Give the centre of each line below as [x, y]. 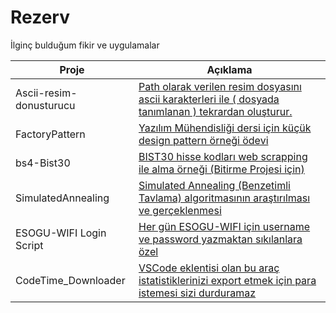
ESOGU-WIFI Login [61, 233]
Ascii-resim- [46, 93]
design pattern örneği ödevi [203, 140]
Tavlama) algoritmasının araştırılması [224, 198]
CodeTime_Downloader [70, 280]
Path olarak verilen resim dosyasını [220, 86]
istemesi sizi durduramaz [197, 293]
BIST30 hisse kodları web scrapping [223, 156]
